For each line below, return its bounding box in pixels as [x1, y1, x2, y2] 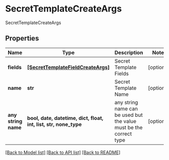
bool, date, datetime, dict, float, [27, 114, 104, 121]
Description [114, 49, 143, 56]
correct [114, 130, 132, 137]
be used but [114, 111, 143, 118]
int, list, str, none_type [27, 121, 82, 128]
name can [114, 105, 138, 112]
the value [114, 117, 137, 124]
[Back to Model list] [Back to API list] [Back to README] [5, 149, 121, 155]
